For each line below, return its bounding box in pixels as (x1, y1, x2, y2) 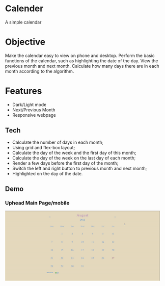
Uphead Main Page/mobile (5, 199, 70, 206)
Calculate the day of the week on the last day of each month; (12, 155, 136, 161)
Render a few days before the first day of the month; (12, 160, 119, 166)
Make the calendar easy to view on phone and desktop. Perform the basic (5, 52, 155, 58)
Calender (5, 3, 44, 14)
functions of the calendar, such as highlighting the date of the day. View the (5, 57, 159, 64)
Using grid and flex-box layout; (12, 144, 75, 150)
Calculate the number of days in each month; (12, 139, 104, 145)
